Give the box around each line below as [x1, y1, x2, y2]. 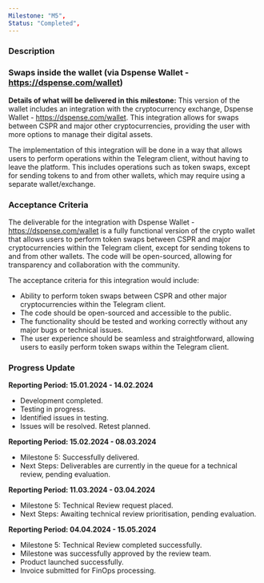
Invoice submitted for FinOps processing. [19, 566, 156, 576]
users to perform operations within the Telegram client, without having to [8, 153, 249, 163]
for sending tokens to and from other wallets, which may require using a [8, 170, 246, 180]
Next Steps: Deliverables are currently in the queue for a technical [19, 461, 238, 471]
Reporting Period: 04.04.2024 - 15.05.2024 [8, 524, 157, 534]
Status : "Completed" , [8, 19, 81, 27]
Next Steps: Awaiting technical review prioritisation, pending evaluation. [19, 509, 257, 519]
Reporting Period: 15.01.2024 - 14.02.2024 [8, 380, 154, 390]
